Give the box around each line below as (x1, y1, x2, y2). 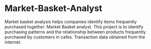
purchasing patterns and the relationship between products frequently (4, 29, 146, 35)
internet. (4, 39, 22, 45)
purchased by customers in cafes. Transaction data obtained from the (4, 34, 145, 40)
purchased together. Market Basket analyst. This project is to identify (4, 24, 144, 29)
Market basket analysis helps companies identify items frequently (4, 19, 137, 24)
